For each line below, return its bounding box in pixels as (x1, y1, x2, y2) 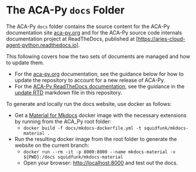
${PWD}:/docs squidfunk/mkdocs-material (23, 154, 123, 160)
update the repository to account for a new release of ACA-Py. (14, 77, 166, 84)
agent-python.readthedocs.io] (6, 42, 79, 49)
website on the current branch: (14, 142, 90, 149)
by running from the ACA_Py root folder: (14, 118, 112, 125)
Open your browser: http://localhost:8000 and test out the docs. (23, 159, 178, 166)
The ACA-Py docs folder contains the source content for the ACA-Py (6, 23, 170, 30)
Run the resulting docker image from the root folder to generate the (14, 135, 177, 142)
